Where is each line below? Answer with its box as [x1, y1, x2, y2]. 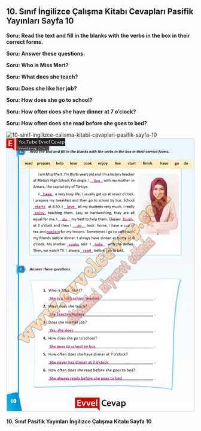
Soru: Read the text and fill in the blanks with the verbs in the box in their [6, 32, 190, 39]
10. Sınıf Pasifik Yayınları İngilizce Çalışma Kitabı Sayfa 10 [6, 418, 152, 425]
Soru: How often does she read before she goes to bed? [6, 119, 148, 126]
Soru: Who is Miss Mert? [6, 61, 69, 68]
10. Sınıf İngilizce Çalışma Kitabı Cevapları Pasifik [6, 7, 194, 17]
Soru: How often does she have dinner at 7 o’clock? [6, 108, 136, 115]
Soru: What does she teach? [6, 73, 78, 80]
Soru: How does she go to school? [6, 96, 93, 103]
